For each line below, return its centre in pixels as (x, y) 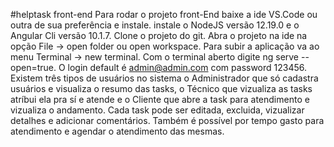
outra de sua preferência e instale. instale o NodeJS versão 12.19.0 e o (155, 25)
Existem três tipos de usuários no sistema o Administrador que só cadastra (164, 78)
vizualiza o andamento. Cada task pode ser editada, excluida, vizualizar (157, 110)
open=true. (33, 67)
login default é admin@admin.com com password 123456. (187, 67)
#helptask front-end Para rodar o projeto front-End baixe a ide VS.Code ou (164, 14)
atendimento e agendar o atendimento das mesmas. (117, 131)
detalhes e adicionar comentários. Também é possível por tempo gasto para (167, 120)
